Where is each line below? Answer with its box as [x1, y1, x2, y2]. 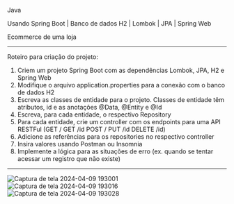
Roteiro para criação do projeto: [7, 53, 99, 61]
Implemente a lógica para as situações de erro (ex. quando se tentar [17, 147, 214, 155]
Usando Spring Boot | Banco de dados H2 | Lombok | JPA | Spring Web [7, 19, 212, 27]
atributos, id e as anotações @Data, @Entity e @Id [17, 103, 162, 111]
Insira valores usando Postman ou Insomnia [17, 140, 143, 148]
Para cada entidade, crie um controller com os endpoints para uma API [17, 118, 221, 126]
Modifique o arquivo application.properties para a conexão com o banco [17, 81, 225, 89]
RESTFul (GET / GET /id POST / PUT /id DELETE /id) [17, 125, 166, 133]
